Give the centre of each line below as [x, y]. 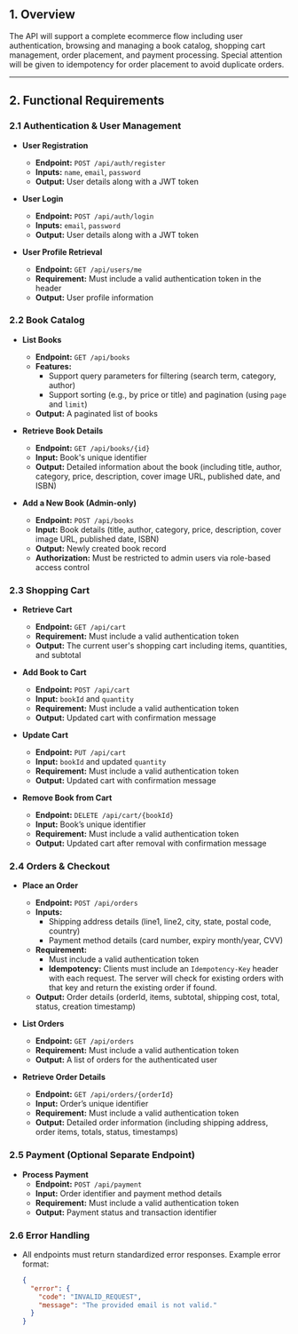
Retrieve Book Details [63, 431]
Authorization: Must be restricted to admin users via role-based [153, 558]
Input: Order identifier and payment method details [129, 1193]
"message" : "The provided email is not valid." [128, 1305]
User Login [43, 198]
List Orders [43, 1024]
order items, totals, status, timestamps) [107, 1132]
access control [63, 567]
